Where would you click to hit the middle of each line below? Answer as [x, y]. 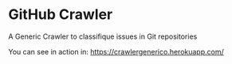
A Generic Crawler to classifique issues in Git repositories [103, 36]
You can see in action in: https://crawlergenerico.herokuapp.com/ [116, 51]
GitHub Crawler [61, 15]
